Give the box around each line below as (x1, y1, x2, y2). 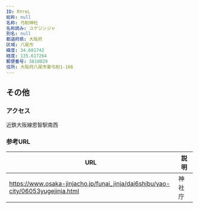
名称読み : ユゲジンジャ (6, 25, 56, 31)
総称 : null (6, 14, 31, 20)
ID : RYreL (6, 8, 31, 15)
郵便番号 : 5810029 (6, 58, 49, 64)
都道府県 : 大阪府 (6, 36, 43, 42)
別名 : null (6, 31, 31, 37)
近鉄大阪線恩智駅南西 (6, 121, 58, 128)
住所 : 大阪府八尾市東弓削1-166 (6, 64, 73, 70)
